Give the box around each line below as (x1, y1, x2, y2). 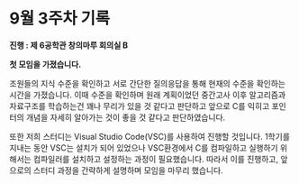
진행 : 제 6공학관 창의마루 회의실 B (9, 40, 129, 51)
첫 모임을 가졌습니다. (9, 59, 82, 69)
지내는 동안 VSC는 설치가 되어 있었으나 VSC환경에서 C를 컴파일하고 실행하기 (9, 142, 278, 153)
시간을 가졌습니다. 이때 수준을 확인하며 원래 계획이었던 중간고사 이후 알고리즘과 (9, 89, 286, 100)
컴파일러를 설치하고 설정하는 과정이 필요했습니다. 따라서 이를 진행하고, (32, 153, 279, 164)
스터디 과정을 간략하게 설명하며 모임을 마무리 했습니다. (32, 164, 223, 176)
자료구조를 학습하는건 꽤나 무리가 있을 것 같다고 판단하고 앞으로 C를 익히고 (9, 100, 270, 111)
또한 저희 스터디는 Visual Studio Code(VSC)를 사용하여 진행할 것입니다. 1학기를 (9, 131, 291, 142)
